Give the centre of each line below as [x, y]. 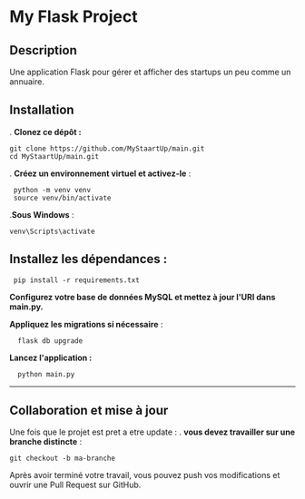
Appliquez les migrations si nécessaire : [86, 324]
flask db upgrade [50, 341]
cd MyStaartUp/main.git [54, 156]
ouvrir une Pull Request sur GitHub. [75, 485]
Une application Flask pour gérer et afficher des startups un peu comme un [150, 72]
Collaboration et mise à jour [89, 411]
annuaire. [27, 82]
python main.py [46, 374]
